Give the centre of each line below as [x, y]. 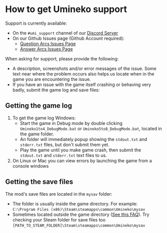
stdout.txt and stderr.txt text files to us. [63, 155]
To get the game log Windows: [44, 118]
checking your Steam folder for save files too [59, 219]
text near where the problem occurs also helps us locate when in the [83, 73]
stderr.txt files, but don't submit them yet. [64, 144]
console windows [31, 166]
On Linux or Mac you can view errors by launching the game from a [82, 161]
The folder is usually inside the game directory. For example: [75, 204]
